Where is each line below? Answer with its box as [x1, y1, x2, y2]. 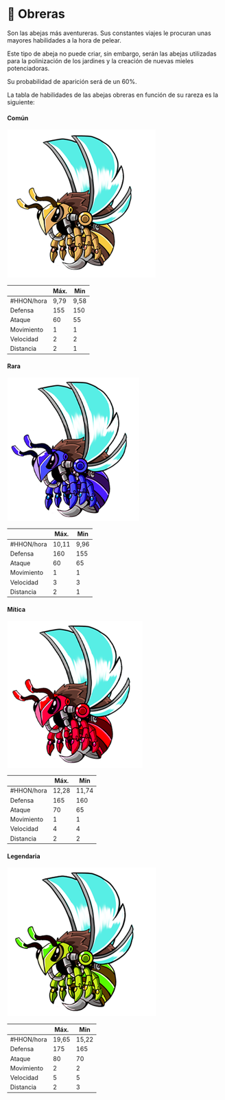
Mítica [7, 605, 26, 613]
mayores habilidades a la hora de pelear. [7, 36, 121, 44]
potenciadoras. [7, 64, 50, 72]
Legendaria [7, 851, 40, 860]
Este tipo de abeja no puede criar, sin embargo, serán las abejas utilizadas [7, 49, 217, 58]
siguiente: [7, 98, 36, 106]
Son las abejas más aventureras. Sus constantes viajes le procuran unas [7, 29, 211, 37]
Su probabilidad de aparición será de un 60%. [7, 77, 137, 85]
